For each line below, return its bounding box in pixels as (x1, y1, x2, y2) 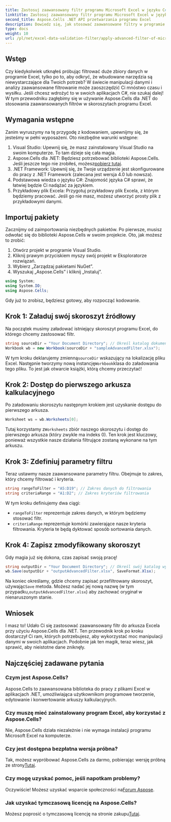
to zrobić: (5, 237, 25, 243)
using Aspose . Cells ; (5, 288, 49, 293)
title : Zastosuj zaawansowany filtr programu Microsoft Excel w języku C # (5, 7, 167, 13)
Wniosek (5, 609, 34, 617)
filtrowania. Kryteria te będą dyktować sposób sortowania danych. (12, 526, 152, 532)
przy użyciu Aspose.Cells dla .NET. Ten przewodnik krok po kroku (5, 628, 144, 634)
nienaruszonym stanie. (5, 594, 53, 601)
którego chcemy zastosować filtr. (5, 331, 75, 337)
